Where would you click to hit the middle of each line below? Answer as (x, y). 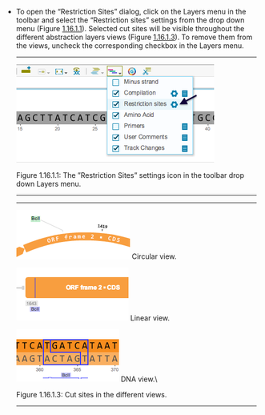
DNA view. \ (139, 379)
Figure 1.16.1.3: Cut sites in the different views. (91, 395)
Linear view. (150, 318)
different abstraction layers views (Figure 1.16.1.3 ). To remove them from (134, 37)
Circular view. (154, 256)
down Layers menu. (48, 184)
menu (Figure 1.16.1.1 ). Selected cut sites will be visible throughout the (130, 28)
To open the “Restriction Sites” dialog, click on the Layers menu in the (131, 12)
